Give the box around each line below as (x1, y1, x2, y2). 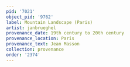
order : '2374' (6, 52, 41, 58)
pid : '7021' (6, 8, 35, 15)
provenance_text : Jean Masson (6, 41, 80, 47)
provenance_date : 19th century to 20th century (6, 30, 125, 36)
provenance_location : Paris (6, 36, 75, 41)
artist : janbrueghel (6, 24, 57, 31)
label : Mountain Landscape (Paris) (6, 19, 93, 25)
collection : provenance (6, 47, 64, 52)
